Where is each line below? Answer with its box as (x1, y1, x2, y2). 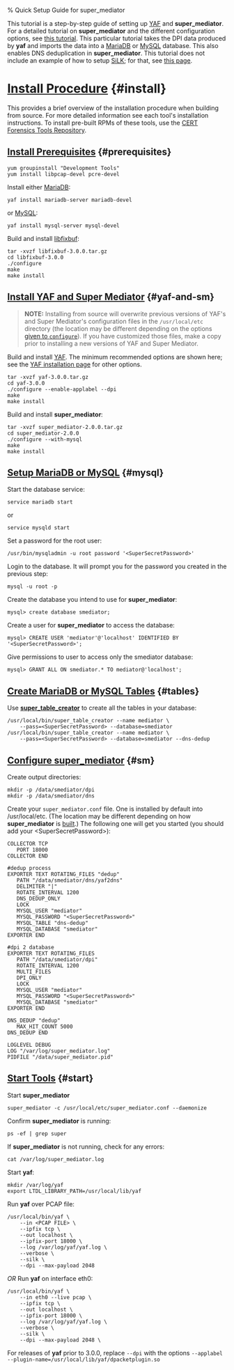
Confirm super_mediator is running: (7, 1116, 111, 1125)
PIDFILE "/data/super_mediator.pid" (7, 1054, 114, 1061)
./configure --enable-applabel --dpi (7, 386, 117, 393)
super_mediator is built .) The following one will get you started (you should (7, 820, 224, 827)
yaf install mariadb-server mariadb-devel (7, 196, 132, 203)
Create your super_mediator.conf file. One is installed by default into (7, 804, 203, 813)
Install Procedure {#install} (7, 81, 167, 97)
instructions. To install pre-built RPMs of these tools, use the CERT (7, 118, 198, 127)
